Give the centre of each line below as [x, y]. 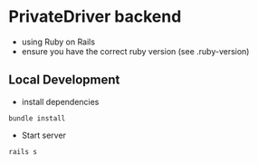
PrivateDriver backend [95, 17]
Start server [44, 135]
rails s [23, 151]
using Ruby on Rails [58, 42]
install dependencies [60, 101]
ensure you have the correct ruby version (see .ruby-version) [135, 51]
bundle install [37, 118]
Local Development [64, 80]
